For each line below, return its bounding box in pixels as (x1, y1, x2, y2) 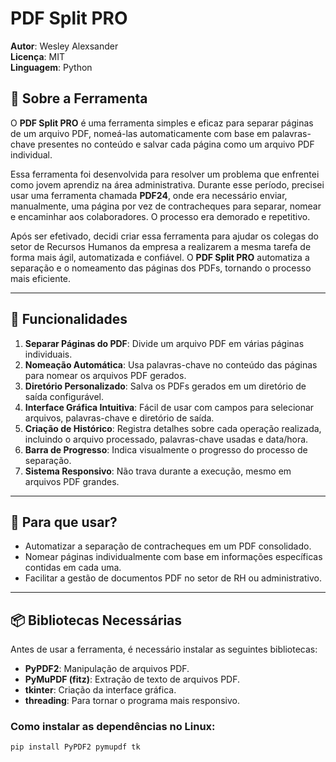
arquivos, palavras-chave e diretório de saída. (24, 412, 215, 424)
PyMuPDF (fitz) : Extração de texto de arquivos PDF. (24, 673, 240, 686)
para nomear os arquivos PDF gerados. (24, 369, 187, 381)
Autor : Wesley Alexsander (10, 40, 119, 52)
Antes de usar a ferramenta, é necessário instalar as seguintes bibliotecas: (10, 643, 318, 656)
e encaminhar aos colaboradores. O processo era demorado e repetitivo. (10, 210, 311, 222)
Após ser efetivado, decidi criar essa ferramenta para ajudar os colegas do (10, 230, 319, 242)
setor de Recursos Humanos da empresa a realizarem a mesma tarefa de (10, 240, 312, 252)
